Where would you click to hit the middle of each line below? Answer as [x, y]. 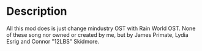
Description [37, 11]
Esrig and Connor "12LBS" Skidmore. [53, 41]
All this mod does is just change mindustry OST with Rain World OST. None [101, 28]
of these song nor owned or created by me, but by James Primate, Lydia [97, 34]
